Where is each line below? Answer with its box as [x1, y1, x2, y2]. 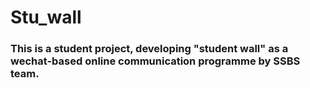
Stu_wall [10, 6, 82, 29]
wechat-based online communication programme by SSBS [10, 54, 301, 68]
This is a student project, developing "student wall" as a [10, 42, 289, 56]
